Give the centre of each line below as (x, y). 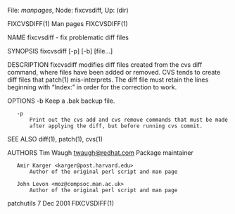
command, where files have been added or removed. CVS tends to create (114, 72)
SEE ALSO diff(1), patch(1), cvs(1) (55, 139)
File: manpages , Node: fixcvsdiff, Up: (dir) (68, 10)
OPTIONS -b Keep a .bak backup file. (61, 101)
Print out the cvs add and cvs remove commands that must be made (129, 120)
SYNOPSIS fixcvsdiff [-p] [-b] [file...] (60, 51)
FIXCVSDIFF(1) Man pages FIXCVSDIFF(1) (68, 24)
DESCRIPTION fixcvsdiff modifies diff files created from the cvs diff (105, 65)
